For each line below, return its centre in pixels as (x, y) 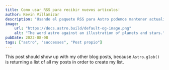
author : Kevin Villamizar (32, 14)
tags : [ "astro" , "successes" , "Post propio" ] (54, 42)
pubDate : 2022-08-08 (27, 38)
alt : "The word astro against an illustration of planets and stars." (90, 33)
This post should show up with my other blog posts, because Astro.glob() (82, 56)
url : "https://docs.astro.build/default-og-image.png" (73, 28)
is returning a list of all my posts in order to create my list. (65, 62)
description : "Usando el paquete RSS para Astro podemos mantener (76, 19)
